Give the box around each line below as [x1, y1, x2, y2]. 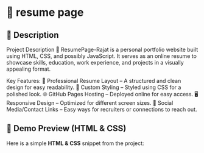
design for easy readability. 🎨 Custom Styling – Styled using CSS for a [6, 84, 181, 91]
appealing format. [6, 65, 51, 73]
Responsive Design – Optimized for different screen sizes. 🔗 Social [6, 99, 174, 106]
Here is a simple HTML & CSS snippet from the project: [6, 140, 144, 147]
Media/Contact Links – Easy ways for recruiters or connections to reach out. [6, 106, 197, 113]
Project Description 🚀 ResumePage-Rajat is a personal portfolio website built [6, 46, 199, 53]
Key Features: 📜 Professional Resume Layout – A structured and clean [6, 77, 181, 84]
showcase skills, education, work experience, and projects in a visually [6, 59, 184, 66]
